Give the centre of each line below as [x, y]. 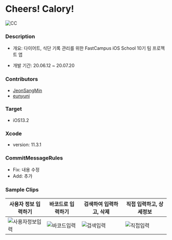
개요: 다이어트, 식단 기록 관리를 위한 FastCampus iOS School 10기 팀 [82, 48]
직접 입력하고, [142, 204]
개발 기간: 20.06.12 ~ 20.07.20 [44, 66]
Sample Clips [22, 190]
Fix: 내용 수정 [26, 170]
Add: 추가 [23, 176]
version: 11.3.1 [27, 145]
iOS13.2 [21, 120]
